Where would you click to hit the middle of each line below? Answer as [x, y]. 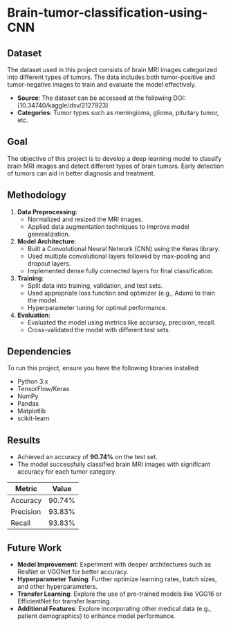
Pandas [28, 404]
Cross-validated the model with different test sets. [99, 329]
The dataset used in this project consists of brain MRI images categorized [112, 70]
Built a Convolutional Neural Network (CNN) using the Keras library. [123, 248]
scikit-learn [33, 418]
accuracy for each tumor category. [67, 472]
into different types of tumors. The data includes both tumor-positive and [111, 77]
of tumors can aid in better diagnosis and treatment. [81, 173]
